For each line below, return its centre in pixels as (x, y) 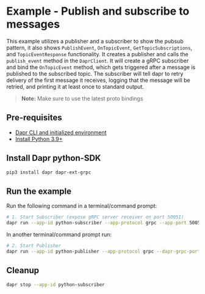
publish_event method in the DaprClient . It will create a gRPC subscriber (98, 61)
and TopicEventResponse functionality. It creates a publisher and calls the (97, 54)
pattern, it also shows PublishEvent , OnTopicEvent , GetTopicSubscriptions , (99, 48)
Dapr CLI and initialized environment (61, 132)
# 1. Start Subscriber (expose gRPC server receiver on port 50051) (95, 217)
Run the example (39, 191)
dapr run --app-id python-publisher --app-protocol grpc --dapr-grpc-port (103, 251)
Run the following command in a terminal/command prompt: (82, 206)
